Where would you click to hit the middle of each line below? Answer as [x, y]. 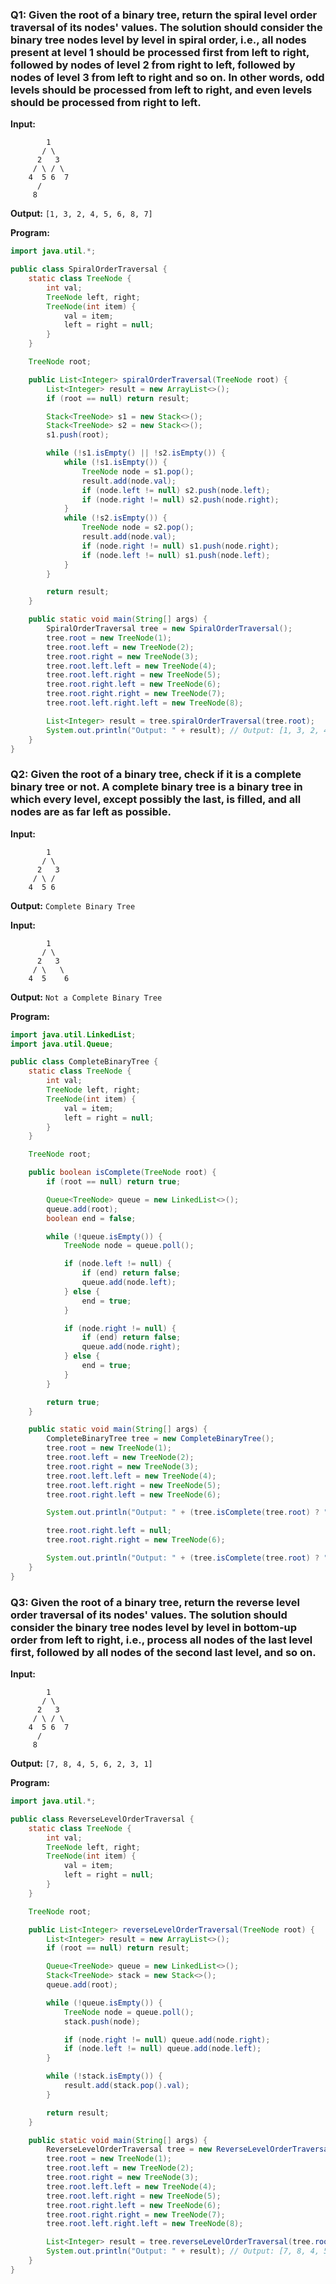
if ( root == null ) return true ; [114, 1182]
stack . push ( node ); [102, 2021]
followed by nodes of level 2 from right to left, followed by [153, 65]
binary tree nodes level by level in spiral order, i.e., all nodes [158, 40]
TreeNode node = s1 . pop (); [138, 471]
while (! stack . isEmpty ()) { [104, 2076]
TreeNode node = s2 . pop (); [138, 528]
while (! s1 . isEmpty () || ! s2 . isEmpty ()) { [136, 453]
